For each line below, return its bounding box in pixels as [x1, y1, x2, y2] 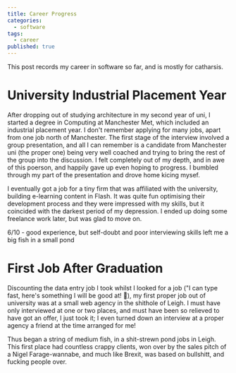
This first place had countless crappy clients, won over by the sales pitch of [7, 342, 227, 350]
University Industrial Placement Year [7, 88, 227, 103]
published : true [7, 43, 55, 50]
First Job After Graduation [7, 261, 163, 276]
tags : [7, 30, 23, 37]
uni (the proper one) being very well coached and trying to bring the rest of [7, 148, 225, 156]
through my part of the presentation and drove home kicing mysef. [7, 170, 201, 179]
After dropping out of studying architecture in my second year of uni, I [7, 110, 211, 119]
